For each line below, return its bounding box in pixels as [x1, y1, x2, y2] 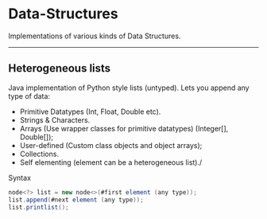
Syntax [8, 173, 32, 182]
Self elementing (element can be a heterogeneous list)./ [19, 157, 203, 167]
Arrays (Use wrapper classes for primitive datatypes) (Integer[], [19, 123, 229, 133]
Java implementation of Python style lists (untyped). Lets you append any [8, 83, 250, 92]
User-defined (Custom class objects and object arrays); [19, 140, 203, 150]
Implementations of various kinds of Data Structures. [8, 31, 181, 41]
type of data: [8, 91, 50, 100]
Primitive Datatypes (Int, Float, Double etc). [19, 107, 161, 116]
